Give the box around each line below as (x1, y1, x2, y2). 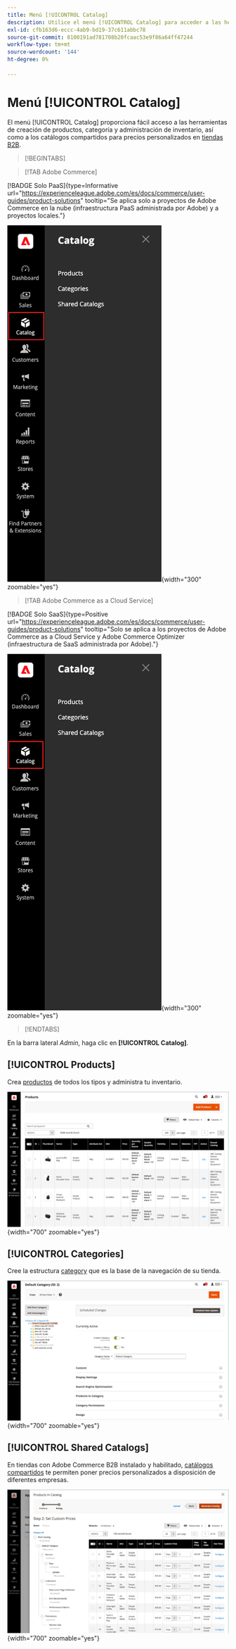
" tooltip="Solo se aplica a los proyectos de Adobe (80, 625, 227, 633)
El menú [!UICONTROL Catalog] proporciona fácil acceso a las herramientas (7, 118, 228, 126)
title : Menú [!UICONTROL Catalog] (7, 11, 109, 18)
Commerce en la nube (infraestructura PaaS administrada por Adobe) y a (7, 203, 219, 212)
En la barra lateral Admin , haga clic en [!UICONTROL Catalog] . (7, 1039, 188, 1047)
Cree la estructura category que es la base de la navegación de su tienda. (7, 1267, 221, 1275)
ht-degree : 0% (7, 56, 49, 63)
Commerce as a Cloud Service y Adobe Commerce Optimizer (7, 632, 185, 641)
